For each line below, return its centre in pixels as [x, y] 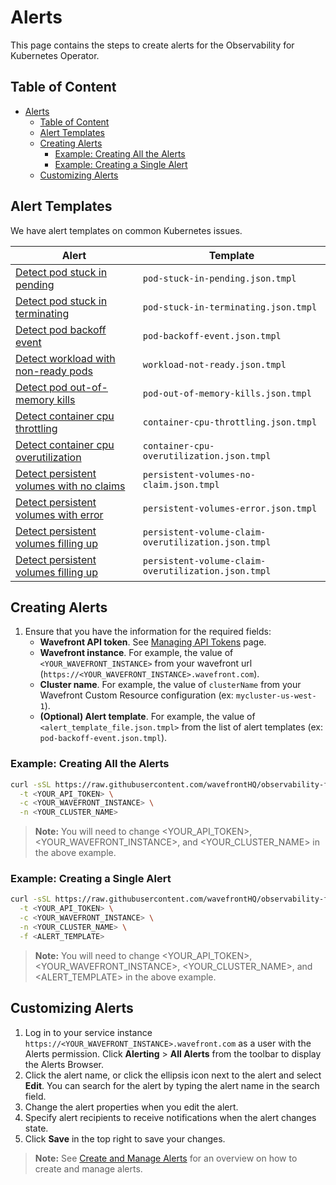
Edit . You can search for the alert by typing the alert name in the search [172, 1085]
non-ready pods [54, 371]
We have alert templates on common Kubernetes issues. [126, 230]
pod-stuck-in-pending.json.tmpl [219, 278]
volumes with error [59, 514]
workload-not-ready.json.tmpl [214, 364]
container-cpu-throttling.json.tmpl [230, 422]
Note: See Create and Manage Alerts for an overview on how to [166, 1158]
